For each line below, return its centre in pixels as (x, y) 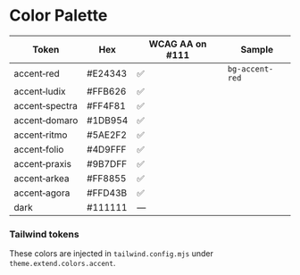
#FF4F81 (106, 105)
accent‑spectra (46, 105)
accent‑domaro (46, 120)
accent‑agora (42, 193)
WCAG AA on (178, 44)
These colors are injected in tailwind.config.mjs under (112, 254)
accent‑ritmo (41, 135)
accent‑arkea (42, 178)
